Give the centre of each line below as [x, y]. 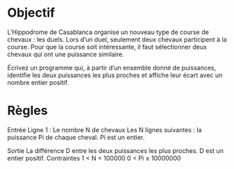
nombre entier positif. [38, 82]
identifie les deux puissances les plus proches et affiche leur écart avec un [115, 75]
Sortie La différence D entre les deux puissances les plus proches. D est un [115, 150]
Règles [28, 111]
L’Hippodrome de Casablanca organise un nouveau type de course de [108, 32]
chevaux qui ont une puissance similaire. [66, 54]
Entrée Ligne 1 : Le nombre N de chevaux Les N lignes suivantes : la [105, 129]
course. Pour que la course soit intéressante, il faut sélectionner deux [107, 47]
